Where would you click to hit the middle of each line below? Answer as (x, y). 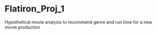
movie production (22, 27)
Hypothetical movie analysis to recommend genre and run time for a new (78, 22)
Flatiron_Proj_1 (34, 9)
